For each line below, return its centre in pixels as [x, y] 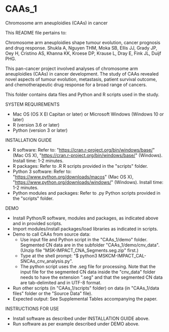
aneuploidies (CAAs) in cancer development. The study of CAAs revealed [82, 73]
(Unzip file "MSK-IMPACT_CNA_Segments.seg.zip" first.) [79, 250]
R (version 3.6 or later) [36, 125]
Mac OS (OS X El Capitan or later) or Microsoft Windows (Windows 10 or [88, 114]
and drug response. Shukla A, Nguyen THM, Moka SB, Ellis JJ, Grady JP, [81, 48]
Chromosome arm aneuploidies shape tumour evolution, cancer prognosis [83, 42]
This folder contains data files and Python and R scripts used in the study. [82, 94]
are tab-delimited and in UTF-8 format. [61, 282]
